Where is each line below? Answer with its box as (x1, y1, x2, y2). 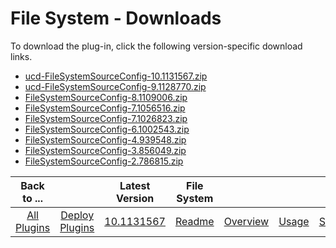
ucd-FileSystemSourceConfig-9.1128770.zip (24, 80, 207, 92)
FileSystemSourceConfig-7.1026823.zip (24, 112, 188, 124)
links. (10, 50, 33, 62)
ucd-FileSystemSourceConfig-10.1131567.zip (24, 70, 208, 82)
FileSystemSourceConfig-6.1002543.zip (24, 123, 190, 135)
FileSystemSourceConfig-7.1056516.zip (24, 102, 186, 114)
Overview (223, 214, 270, 228)
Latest (119, 178, 151, 192)
